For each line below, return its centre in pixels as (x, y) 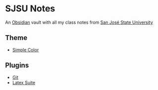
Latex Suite (24, 83)
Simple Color (26, 49)
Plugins (17, 66)
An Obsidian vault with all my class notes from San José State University (79, 22)
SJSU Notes (30, 9)
